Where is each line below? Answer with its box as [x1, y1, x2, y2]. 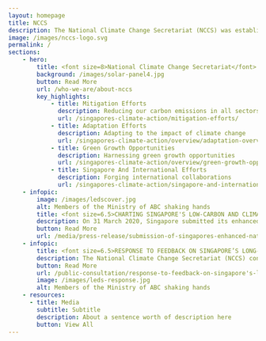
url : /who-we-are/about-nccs [36, 85, 133, 93]
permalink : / [8, 41, 51, 49]
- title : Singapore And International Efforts [50, 166, 207, 174]
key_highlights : [36, 93, 90, 100]
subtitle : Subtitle [36, 305, 101, 313]
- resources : [22, 291, 66, 299]
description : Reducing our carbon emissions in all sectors [58, 108, 260, 116]
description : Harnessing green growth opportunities [58, 151, 236, 159]
